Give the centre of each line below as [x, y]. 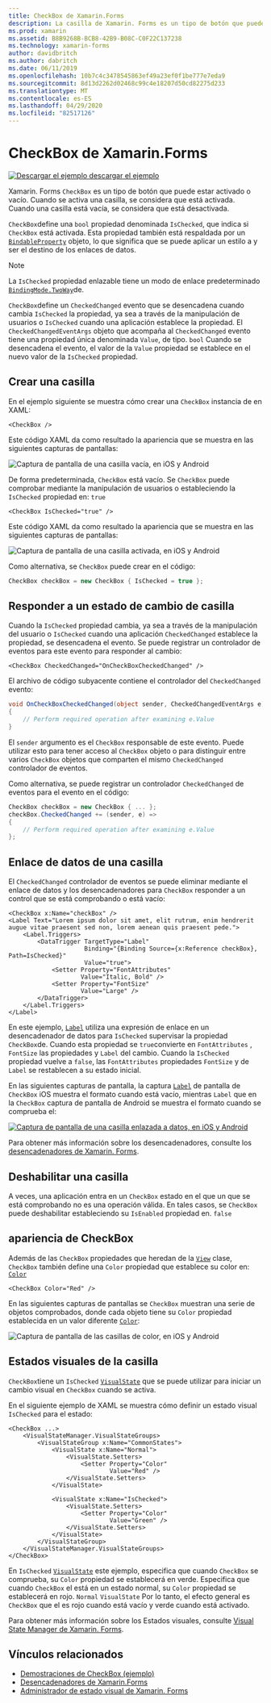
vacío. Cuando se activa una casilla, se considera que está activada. [122, 199]
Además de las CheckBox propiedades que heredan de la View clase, [120, 1258]
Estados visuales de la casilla [83, 1361]
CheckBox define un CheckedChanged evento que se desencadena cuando [126, 305]
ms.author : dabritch [43, 61]
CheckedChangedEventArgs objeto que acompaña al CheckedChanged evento [130, 331]
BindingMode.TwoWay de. [46, 289]
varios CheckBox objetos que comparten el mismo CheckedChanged [116, 759]
